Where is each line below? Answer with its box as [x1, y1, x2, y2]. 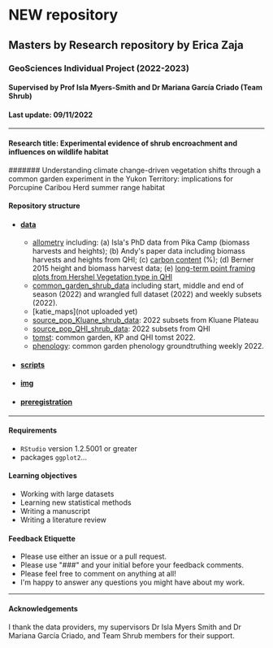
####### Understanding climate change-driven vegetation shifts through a [8, 165, 262, 175]
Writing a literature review [19, 515, 107, 525]
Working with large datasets [19, 489, 115, 499]
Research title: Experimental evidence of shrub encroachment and [8, 138, 238, 148]
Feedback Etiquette [8, 533, 76, 543]
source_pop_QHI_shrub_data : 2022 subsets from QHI [32, 324, 211, 334]
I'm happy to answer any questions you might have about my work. [19, 577, 245, 587]
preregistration [19, 397, 73, 407]
